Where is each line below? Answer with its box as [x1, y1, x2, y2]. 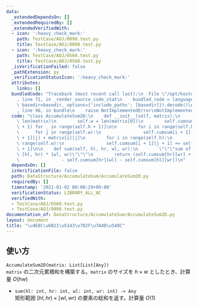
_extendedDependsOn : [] [11, 14, 70, 20]
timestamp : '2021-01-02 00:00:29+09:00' [11, 184, 112, 190]
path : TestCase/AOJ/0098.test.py [16, 36, 99, 42]
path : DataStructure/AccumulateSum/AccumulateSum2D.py [11, 174, 149, 179]
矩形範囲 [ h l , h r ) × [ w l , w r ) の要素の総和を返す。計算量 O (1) [14, 294, 156, 301]
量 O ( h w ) [6, 275, 28, 282]
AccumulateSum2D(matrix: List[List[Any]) [6, 262, 110, 268]
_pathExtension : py [11, 69, 60, 75]
